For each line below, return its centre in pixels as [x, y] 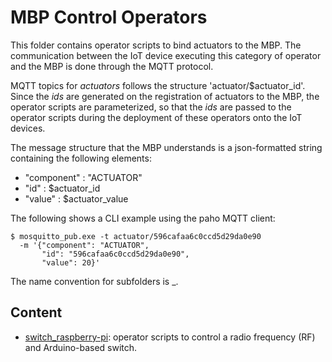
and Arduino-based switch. [81, 347]
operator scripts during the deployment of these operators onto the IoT [156, 117]
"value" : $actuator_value [76, 198]
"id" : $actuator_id [62, 188]
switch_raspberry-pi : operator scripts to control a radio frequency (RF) [170, 337]
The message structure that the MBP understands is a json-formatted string [166, 147]
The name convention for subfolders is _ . [94, 281]
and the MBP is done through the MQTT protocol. [112, 66]
